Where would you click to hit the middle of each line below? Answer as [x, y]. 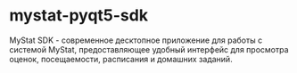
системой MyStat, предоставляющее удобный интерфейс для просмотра [149, 49]
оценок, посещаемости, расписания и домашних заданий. [121, 59]
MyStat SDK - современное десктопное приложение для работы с [136, 40]
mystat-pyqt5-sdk [79, 16]
